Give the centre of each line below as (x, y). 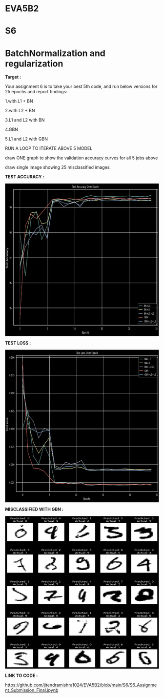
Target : (13, 77)
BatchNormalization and (55, 53)
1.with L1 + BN (19, 101)
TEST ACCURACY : (25, 177)
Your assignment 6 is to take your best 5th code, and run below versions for (81, 86)
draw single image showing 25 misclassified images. (58, 167)
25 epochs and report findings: (36, 92)
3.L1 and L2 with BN (25, 120)
